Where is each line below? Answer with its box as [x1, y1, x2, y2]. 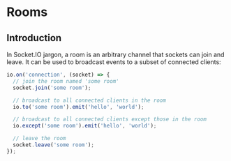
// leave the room [13, 135, 67, 142]
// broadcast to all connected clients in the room [13, 97, 167, 104]
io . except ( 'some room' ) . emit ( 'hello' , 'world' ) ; [13, 123, 157, 130]
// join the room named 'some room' [13, 77, 119, 84]
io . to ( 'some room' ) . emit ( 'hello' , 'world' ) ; [13, 103, 144, 110]
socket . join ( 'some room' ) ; [13, 84, 91, 91]
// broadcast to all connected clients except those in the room [13, 116, 207, 123]
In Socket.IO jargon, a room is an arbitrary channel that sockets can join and [6, 50, 225, 59]
